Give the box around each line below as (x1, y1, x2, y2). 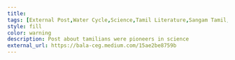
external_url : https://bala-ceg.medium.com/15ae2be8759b (7, 42, 177, 49)
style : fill (7, 23, 42, 30)
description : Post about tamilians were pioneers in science (7, 36, 190, 43)
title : (7, 10, 27, 17)
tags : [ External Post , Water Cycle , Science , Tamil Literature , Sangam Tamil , (7, 17, 230, 23)
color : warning (7, 29, 52, 37)
